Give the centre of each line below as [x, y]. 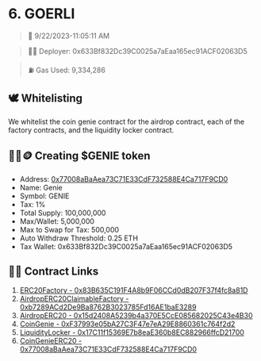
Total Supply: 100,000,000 [63, 213]
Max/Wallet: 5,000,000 [57, 221]
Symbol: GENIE [44, 196]
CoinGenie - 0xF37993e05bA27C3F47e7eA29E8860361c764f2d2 [127, 324]
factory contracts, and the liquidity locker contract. [91, 130]
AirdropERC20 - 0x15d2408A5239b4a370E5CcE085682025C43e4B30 [136, 316]
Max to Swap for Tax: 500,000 [69, 229]
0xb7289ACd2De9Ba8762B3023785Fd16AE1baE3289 [108, 307]
